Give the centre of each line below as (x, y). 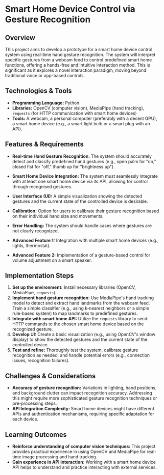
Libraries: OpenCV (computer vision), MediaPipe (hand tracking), (78, 108)
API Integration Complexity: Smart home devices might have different (83, 409)
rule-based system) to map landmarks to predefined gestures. (75, 313)
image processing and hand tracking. (60, 457)
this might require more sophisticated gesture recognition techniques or (85, 398)
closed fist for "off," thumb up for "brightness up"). (63, 167)
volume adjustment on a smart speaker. (52, 260)
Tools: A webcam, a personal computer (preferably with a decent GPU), (85, 118)
